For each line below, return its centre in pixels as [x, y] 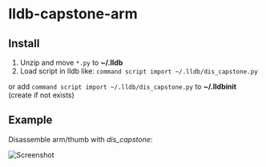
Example [30, 120]
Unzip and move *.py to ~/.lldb [71, 62]
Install [24, 44]
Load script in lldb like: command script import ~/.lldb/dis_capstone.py [139, 71]
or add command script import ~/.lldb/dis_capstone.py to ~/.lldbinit [123, 86]
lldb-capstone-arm [73, 14]
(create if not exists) [41, 95]
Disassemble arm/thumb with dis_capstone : [81, 139]
